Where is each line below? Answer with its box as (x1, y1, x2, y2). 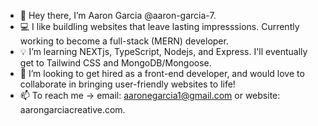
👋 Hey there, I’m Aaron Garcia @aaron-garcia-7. (19, 10, 217, 21)
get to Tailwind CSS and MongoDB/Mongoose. (19, 57, 212, 69)
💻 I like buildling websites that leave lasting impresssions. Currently (19, 21, 300, 32)
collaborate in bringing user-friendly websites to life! (19, 78, 236, 90)
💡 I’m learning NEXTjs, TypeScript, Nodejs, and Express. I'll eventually (19, 46, 308, 57)
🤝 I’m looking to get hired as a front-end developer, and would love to (19, 68, 305, 79)
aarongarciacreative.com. (19, 104, 126, 115)
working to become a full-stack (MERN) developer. (19, 35, 229, 47)
